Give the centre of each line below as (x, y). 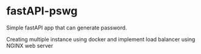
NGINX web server (30, 46)
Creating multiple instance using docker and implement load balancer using (101, 39)
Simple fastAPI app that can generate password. (67, 28)
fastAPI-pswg (42, 11)
